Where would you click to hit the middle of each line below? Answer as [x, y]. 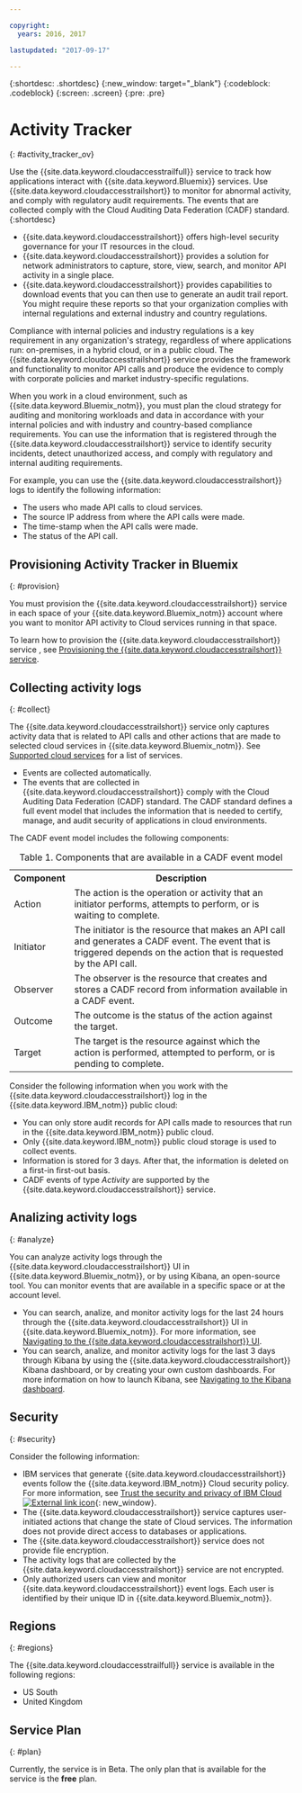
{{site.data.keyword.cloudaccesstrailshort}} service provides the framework [150, 360]
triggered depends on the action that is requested [179, 952]
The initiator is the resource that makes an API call [180, 929]
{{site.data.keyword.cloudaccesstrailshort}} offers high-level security [151, 237]
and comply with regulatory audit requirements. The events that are [134, 201]
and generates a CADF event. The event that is [173, 941]
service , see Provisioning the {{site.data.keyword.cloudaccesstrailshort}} [146, 650]
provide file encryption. [66, 1550]
